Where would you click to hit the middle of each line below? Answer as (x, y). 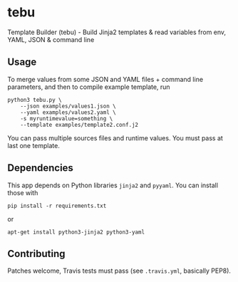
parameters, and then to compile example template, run (89, 87)
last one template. (34, 145)
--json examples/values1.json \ (68, 106)
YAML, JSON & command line (51, 39)
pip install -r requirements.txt (57, 206)
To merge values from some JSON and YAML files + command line (105, 79)
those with (23, 192)
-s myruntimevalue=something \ (67, 118)
